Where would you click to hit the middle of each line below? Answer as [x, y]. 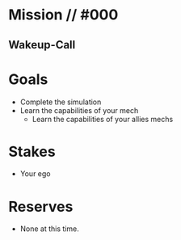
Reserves [41, 206]
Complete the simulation [61, 102]
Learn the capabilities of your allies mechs [103, 119]
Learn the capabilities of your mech [79, 110]
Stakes [32, 152]
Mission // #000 [63, 15]
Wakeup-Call [42, 45]
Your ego [35, 174]
